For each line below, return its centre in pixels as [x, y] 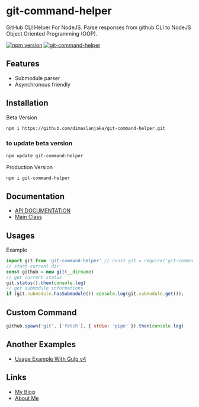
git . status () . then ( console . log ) [46, 283]
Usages [20, 236]
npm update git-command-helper [45, 155]
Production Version [30, 167]
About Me [27, 398]
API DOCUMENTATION [43, 211]
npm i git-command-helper [38, 178]
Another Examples [41, 344]
